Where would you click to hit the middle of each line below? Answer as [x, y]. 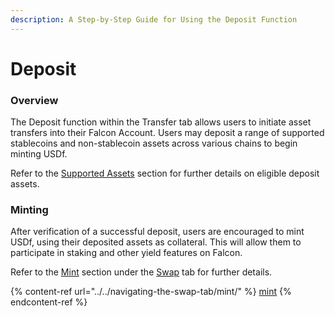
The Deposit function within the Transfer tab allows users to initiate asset [161, 122]
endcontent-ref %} [49, 302]
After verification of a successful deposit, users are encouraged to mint [157, 232]
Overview [34, 100]
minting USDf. [39, 154]
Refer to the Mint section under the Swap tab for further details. [141, 272]
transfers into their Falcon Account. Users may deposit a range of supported [167, 133]
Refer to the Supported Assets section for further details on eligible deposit [165, 173]
